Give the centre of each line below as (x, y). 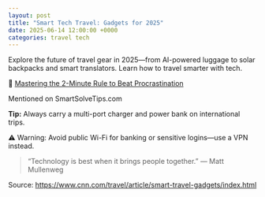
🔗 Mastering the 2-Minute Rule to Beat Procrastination (96, 84)
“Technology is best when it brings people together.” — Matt (126, 162)
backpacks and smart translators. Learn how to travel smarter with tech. (125, 69)
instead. (21, 146)
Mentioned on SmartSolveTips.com (65, 98)
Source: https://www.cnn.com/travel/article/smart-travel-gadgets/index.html (132, 185)
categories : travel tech (49, 37)
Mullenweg (45, 169)
